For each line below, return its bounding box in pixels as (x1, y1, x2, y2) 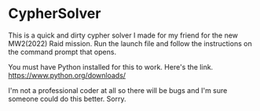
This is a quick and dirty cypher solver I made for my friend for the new (8, 30, 238, 40)
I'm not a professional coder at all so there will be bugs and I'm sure (8, 85, 228, 95)
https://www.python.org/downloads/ (8, 70, 126, 80)
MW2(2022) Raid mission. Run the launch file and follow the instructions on (8, 38, 253, 48)
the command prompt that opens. (8, 47, 116, 56)
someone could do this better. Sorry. (8, 94, 126, 103)
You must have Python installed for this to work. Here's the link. (8, 62, 214, 71)
